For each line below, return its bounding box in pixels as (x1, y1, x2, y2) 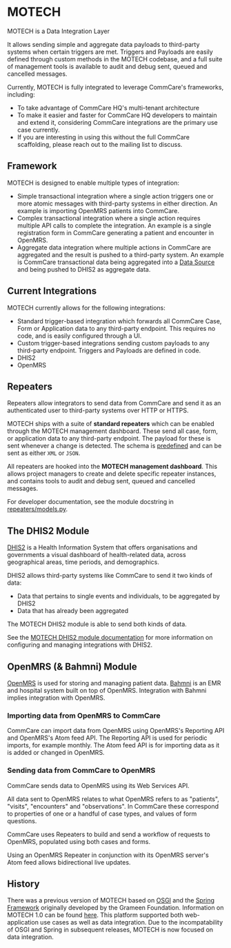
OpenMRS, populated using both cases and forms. (7, 837, 150, 845)
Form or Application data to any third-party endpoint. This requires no (17, 324, 216, 332)
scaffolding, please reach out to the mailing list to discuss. (17, 140, 183, 148)
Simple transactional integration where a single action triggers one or (17, 192, 214, 200)
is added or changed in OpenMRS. (7, 749, 105, 757)
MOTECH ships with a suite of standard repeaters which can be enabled (7, 420, 214, 428)
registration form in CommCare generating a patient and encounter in (17, 228, 214, 236)
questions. (7, 816, 37, 825)
